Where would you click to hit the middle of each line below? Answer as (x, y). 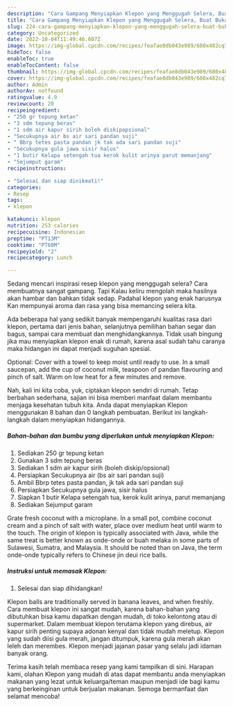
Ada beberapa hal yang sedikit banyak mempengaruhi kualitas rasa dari (110, 319)
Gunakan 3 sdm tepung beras (60, 460)
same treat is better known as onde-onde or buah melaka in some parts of (113, 540)
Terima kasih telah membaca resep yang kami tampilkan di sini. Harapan (111, 667)
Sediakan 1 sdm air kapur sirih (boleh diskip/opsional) (93, 468)
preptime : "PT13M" (34, 239)
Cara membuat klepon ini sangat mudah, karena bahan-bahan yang (103, 609)
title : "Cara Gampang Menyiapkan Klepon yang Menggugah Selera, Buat (110, 20)
